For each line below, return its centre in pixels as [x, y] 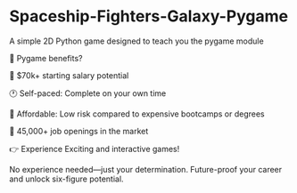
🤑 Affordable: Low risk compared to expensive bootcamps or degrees [137, 114]
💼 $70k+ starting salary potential [69, 75]
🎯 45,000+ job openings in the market [79, 131]
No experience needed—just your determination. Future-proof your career [146, 169]
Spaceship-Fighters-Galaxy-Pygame [148, 16]
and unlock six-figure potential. [66, 179]
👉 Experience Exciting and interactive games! [95, 149]
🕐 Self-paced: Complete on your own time [88, 93]
